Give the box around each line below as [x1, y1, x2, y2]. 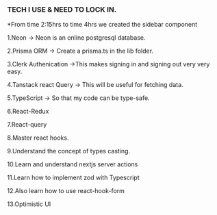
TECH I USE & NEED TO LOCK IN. [7, 5, 117, 14]
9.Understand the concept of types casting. [7, 147, 131, 155]
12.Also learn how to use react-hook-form [7, 187, 125, 195]
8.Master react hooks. [7, 134, 69, 142]
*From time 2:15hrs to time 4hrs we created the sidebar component [7, 21, 198, 29]
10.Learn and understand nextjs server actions [7, 160, 138, 168]
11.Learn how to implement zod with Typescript [7, 173, 140, 182]
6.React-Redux [7, 107, 49, 116]
